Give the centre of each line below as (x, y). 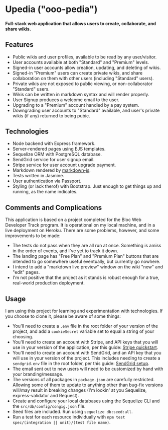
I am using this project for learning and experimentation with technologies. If (84, 311)
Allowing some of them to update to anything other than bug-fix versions (88, 385)
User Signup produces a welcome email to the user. (66, 100)
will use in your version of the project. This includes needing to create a (86, 358)
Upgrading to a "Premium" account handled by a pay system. (76, 105)
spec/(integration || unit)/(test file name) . (61, 422)
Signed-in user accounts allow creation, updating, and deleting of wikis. (87, 67)
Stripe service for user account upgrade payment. (64, 165)
